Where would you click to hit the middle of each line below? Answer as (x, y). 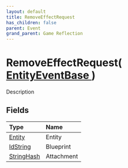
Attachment (62, 156)
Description (20, 92)
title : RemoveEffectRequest (41, 17)
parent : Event (24, 28)
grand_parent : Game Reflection (45, 34)
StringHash (24, 156)
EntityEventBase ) (51, 75)
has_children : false (32, 22)
